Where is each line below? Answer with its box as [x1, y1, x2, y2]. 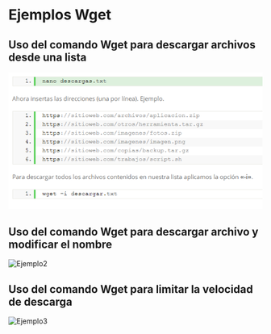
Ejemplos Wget [8, 6, 111, 24]
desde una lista [8, 50, 87, 64]
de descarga [8, 294, 73, 308]
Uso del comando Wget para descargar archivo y [8, 224, 259, 239]
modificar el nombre [8, 237, 113, 251]
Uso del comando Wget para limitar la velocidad [8, 282, 254, 296]
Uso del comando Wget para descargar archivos [8, 38, 256, 52]
